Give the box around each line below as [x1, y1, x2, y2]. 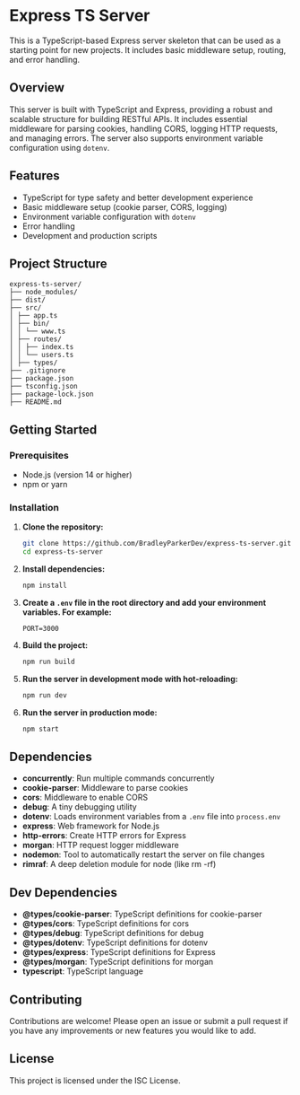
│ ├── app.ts [9, 311, 58, 320]
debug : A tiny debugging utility [21, 802, 137, 812]
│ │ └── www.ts [9, 327, 66, 337]
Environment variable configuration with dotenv [21, 211, 197, 222]
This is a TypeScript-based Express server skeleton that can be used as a [9, 35, 281, 46]
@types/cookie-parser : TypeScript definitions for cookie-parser [21, 908, 262, 920]
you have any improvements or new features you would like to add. [9, 1025, 257, 1037]
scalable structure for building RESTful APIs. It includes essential [9, 113, 248, 124]
